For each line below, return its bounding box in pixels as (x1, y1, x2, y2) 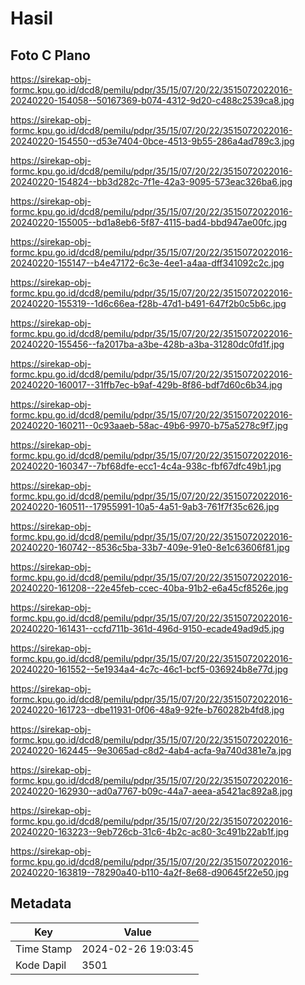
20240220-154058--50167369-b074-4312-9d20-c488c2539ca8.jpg (10, 95, 295, 106)
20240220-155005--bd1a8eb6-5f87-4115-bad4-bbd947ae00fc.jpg (10, 217, 288, 228)
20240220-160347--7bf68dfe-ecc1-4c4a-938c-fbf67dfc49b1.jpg (10, 460, 282, 472)
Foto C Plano (10, 47, 91, 64)
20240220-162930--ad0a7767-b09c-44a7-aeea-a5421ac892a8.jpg (10, 785, 293, 797)
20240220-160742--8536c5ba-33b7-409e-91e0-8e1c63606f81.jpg (10, 542, 290, 553)
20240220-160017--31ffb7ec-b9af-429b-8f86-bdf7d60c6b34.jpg (10, 379, 283, 391)
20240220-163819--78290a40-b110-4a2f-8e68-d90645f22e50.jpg (10, 867, 290, 878)
